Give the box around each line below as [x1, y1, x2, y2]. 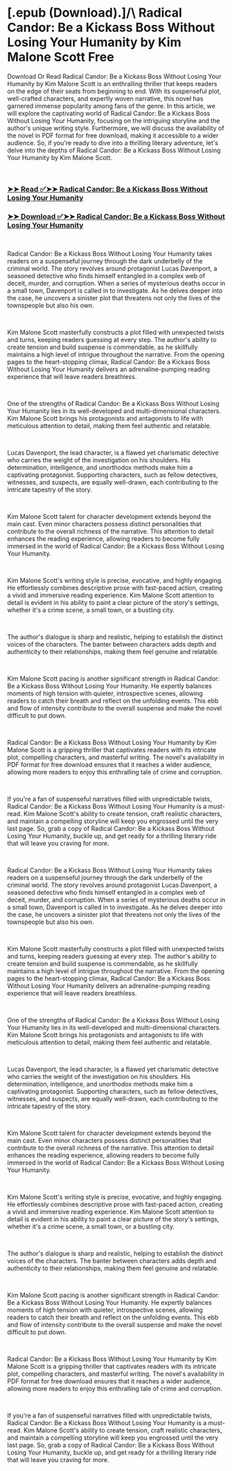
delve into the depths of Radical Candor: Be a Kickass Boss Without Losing [7, 146, 221, 154]
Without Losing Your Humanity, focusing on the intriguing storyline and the [7, 116, 220, 124]
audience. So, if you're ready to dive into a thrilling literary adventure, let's [7, 138, 219, 147]
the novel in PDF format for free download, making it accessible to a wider [7, 131, 219, 140]
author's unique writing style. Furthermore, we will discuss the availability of [7, 124, 224, 132]
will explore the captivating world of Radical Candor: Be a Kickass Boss [7, 109, 211, 117]
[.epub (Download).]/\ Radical [7, 5, 182, 21]
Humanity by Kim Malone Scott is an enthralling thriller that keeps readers [7, 79, 217, 88]
